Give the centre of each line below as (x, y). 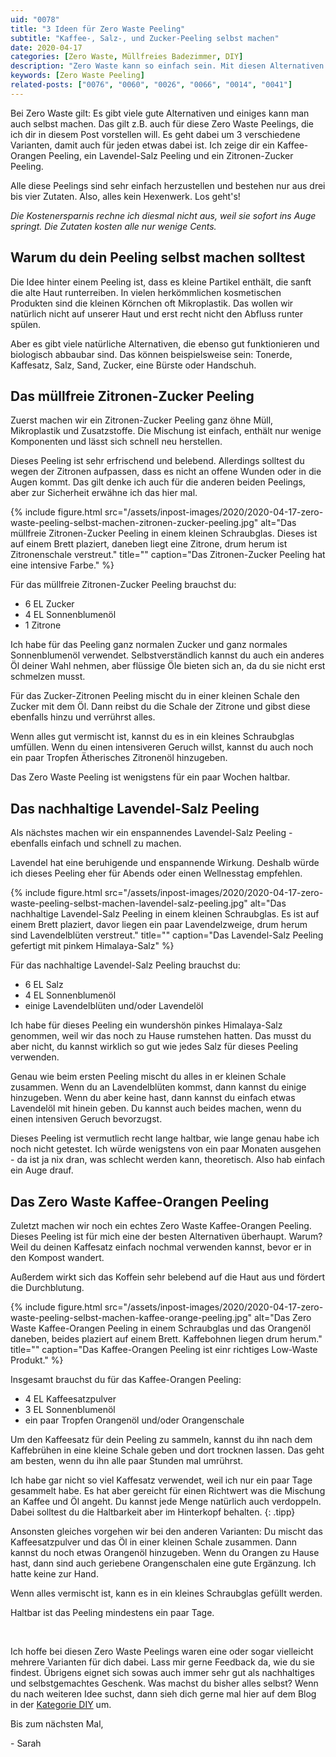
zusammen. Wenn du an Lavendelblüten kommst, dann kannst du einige (158, 1087)
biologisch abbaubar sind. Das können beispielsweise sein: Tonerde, (151, 354)
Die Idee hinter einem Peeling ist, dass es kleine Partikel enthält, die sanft (161, 282)
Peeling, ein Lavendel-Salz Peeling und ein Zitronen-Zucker (171, 155)
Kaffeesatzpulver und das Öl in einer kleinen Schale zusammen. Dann (154, 1542)
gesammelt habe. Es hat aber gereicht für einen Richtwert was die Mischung (168, 1490)
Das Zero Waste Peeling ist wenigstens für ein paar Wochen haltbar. (150, 777)
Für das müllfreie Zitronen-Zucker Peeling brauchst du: (123, 585)
